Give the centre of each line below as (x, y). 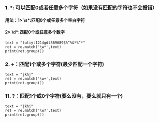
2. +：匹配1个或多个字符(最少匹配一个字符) (55, 64)
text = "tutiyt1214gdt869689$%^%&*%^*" (45, 43)
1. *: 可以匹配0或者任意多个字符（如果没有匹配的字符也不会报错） (81, 7)
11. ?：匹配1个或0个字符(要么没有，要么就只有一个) (64, 96)
